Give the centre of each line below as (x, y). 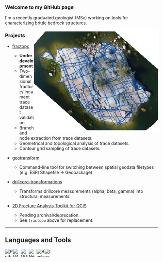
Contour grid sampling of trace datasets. (60, 148)
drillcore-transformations (37, 181)
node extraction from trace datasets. (56, 138)
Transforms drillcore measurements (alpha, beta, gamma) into (81, 191)
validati (26, 117)
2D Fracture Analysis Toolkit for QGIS (49, 206)
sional (25, 81)
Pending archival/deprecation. (49, 215)
